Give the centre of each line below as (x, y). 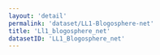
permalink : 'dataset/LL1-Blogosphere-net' (81, 23)
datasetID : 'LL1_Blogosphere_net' (67, 38)
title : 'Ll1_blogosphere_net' (60, 31)
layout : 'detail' (38, 16)
